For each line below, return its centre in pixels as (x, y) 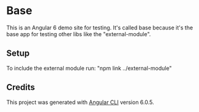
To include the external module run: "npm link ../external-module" (89, 68)
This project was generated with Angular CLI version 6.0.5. (80, 102)
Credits (21, 87)
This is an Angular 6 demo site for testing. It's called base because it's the (100, 28)
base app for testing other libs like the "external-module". (79, 34)
